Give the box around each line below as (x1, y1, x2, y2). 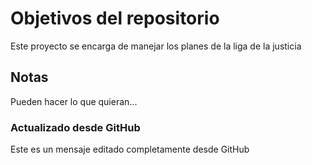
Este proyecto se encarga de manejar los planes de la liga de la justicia (10, 40, 302, 52)
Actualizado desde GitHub (10, 120, 141, 134)
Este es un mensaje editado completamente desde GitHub (10, 143, 250, 156)
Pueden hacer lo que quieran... (10, 95, 138, 107)
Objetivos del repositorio (10, 7, 220, 30)
